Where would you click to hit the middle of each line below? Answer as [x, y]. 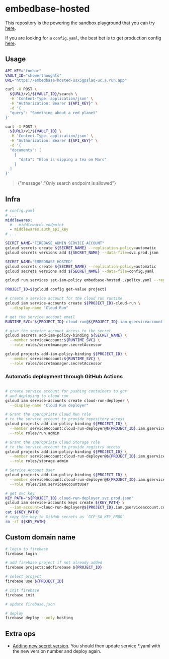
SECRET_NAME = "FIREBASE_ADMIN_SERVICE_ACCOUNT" [55, 243]
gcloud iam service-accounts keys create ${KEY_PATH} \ [65, 503]
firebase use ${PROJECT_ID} [35, 581]
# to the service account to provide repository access [65, 419]
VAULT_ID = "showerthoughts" [33, 75]
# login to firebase [27, 549]
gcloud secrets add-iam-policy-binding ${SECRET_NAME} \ [66, 336]
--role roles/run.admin [34, 433]
